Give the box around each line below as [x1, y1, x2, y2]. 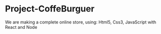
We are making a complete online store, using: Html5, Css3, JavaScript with [5, 19, 157, 25]
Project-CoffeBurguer [5, 3, 95, 14]
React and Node [5, 24, 37, 30]
